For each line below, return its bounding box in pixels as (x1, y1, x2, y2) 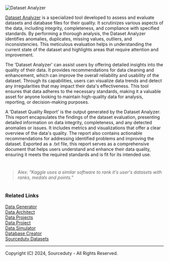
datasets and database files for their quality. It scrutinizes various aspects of (5, 20, 163, 26)
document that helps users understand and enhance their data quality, (5, 146, 151, 152)
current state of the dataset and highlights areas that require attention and (5, 47, 159, 52)
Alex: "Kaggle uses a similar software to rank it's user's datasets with (17, 169, 162, 176)
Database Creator (5, 230, 42, 236)
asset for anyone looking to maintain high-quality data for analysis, (5, 94, 143, 100)
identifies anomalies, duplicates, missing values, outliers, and (5, 36, 132, 42)
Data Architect (5, 209, 35, 215)
